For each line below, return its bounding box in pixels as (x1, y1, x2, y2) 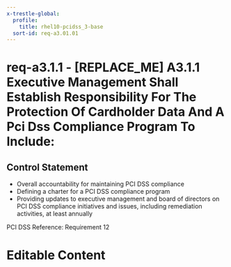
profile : (13, 17, 38, 24)
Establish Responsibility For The (6, 89, 197, 105)
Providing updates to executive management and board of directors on (16, 194, 220, 203)
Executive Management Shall (6, 75, 179, 91)
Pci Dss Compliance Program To (6, 119, 196, 135)
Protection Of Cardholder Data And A (6, 104, 225, 120)
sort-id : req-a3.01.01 (13, 29, 79, 37)
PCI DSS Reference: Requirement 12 (6, 223, 110, 231)
